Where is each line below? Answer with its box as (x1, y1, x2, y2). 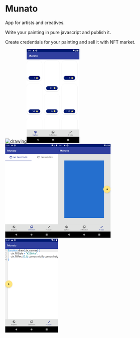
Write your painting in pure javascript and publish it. (5, 29, 111, 35)
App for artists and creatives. (5, 20, 65, 26)
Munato (5, 3, 38, 15)
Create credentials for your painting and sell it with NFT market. (5, 39, 136, 45)
